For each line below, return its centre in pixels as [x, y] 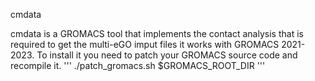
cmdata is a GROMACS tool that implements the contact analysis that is [157, 33]
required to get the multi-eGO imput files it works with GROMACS [145, 44]
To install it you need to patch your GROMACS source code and [167, 55]
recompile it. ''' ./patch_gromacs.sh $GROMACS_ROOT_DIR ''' [138, 65]
